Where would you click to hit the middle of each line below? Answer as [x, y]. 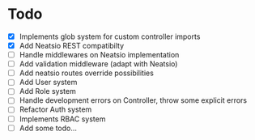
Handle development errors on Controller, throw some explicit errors [133, 100]
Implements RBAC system [62, 119]
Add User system [48, 83]
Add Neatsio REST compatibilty [72, 46]
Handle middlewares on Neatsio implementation [99, 55]
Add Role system [47, 91]
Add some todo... [48, 128]
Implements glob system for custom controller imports [110, 36]
